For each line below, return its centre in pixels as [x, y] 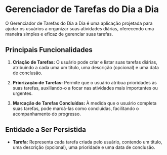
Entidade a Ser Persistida [46, 130]
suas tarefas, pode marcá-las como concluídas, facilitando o [76, 108]
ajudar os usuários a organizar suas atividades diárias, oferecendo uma [80, 28]
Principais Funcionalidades [49, 50]
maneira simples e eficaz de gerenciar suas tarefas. [59, 34]
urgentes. [23, 93]
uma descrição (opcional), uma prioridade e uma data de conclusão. [84, 147]
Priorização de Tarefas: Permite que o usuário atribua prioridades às [85, 82]
